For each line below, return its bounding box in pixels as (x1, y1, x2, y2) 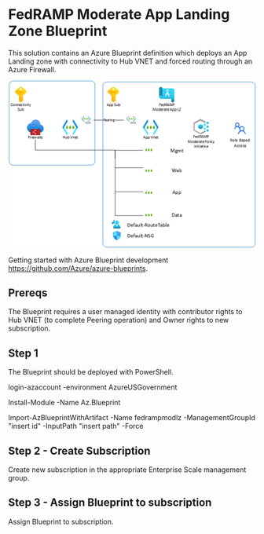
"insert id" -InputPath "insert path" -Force (8, 422, 144, 431)
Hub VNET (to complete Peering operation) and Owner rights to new (8, 316, 229, 325)
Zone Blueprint (8, 22, 108, 40)
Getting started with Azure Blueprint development (8, 255, 169, 265)
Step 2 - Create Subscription (8, 444, 151, 457)
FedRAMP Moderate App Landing (8, 5, 230, 24)
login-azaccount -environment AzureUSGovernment (8, 382, 178, 392)
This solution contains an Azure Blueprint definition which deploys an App (8, 48, 247, 57)
